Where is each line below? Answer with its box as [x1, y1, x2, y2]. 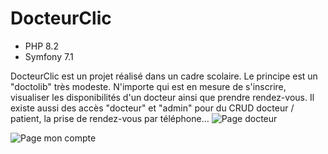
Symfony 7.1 [24, 50, 74, 62]
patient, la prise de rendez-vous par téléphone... [10, 112, 210, 124]
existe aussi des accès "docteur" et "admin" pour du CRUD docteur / [10, 102, 295, 114]
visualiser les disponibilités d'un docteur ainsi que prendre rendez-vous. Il [10, 91, 315, 103]
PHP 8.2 [24, 40, 59, 52]
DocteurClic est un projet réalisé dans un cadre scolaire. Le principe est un [10, 70, 318, 82]
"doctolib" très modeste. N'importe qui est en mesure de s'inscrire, [10, 80, 287, 92]
